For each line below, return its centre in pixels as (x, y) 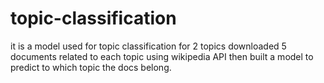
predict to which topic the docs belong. (91, 67)
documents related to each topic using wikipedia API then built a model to (162, 56)
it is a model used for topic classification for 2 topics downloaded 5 (148, 46)
